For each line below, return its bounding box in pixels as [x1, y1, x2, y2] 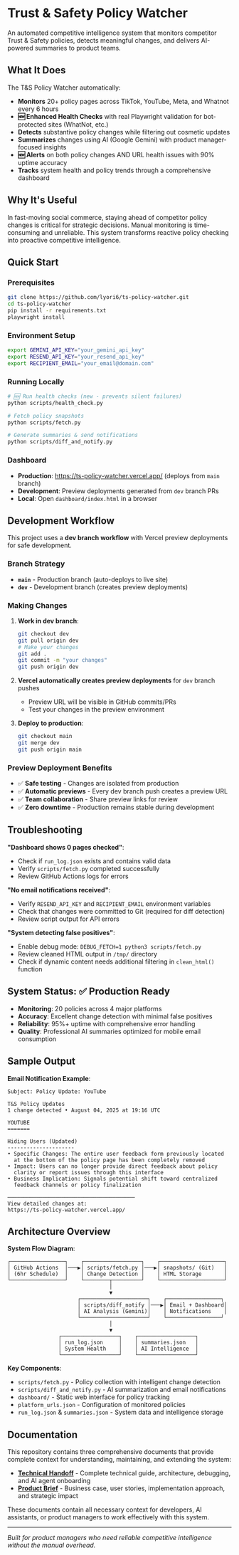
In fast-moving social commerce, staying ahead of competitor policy [7, 213, 208, 221]
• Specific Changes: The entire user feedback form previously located [7, 1150, 224, 1157]
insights [43, 142, 67, 151]
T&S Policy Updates [7, 1100, 65, 1107]
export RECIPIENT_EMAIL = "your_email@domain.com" [7, 359, 154, 367]
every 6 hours [17, 105, 59, 113]
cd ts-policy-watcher [7, 300, 72, 307]
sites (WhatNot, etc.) [48, 120, 109, 129]
